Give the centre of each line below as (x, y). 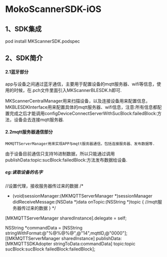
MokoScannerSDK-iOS (53, 9)
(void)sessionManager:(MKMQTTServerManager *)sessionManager (82, 195)
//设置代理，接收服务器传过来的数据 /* (44, 185)
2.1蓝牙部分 (17, 71)
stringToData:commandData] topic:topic (94, 243)
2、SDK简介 (24, 58)
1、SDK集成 (23, 29)
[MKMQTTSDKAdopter (29, 243)
